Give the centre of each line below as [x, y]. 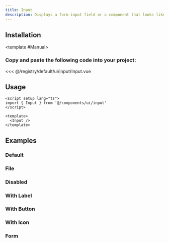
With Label [19, 196]
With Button [20, 209]
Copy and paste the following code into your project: [71, 60]
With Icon [17, 222]
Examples [21, 140]
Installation [23, 35]
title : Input [19, 10]
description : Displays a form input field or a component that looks [80, 15]
